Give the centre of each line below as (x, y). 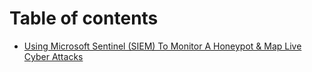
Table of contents (84, 18)
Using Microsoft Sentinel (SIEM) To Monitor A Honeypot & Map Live (162, 46)
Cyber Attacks (53, 56)
